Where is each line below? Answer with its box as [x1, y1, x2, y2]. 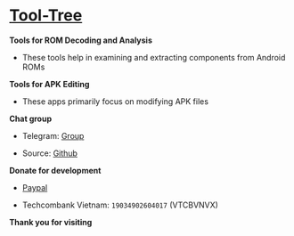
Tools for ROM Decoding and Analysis [9, 35, 153, 45]
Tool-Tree [9, 5, 83, 26]
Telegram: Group [21, 130, 85, 141]
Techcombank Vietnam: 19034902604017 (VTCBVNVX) [21, 199, 218, 210]
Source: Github [21, 148, 78, 159]
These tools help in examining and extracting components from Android [21, 52, 286, 62]
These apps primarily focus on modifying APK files [21, 95, 209, 107]
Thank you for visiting [9, 216, 93, 227]
